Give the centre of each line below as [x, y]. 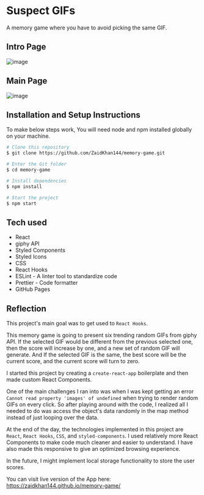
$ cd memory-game [28, 170]
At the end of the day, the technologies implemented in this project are [95, 429]
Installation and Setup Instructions [73, 115]
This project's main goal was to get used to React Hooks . [77, 323]
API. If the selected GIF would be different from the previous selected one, [100, 342]
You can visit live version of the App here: [59, 479]
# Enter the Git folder [37, 164]
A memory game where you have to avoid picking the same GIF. [87, 28]
